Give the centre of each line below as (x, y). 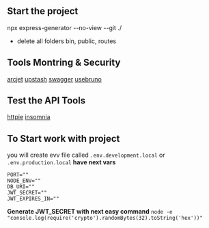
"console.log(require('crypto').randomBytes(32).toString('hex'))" (105, 218)
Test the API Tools (46, 101)
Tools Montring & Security (64, 63)
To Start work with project (64, 139)
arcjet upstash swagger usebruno (55, 79)
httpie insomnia (29, 117)
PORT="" (18, 175)
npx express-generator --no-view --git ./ (64, 27)
